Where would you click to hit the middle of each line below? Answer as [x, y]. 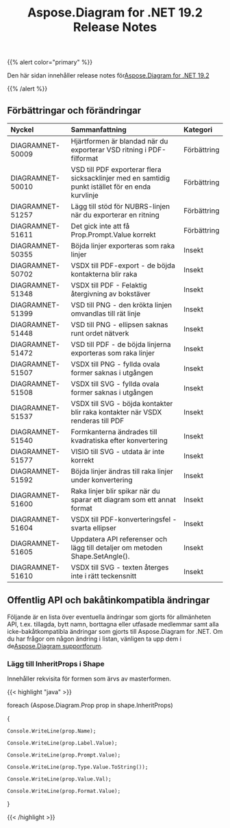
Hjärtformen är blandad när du [119, 141]
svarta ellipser [93, 528]
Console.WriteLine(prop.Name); [52, 731]
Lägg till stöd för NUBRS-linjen [120, 206]
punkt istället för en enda [111, 187]
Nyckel [22, 130]
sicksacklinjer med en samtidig [120, 178]
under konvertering [102, 480]
